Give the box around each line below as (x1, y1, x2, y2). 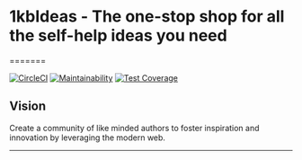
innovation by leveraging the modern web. (9, 132, 166, 143)
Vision (9, 99, 47, 114)
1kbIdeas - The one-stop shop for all (9, 6, 285, 27)
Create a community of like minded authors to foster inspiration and (9, 122, 260, 133)
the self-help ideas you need (9, 25, 227, 46)
